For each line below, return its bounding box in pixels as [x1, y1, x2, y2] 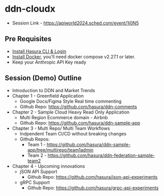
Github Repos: [19, 136, 50, 142]
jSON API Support [19, 169, 58, 175]
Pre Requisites [5, 35, 52, 43]
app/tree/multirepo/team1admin [27, 147, 94, 153]
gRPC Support [19, 179, 50, 185]
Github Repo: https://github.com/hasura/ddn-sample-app [19, 120, 141, 126]
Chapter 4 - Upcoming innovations [12, 163, 85, 169]
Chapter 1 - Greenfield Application [12, 93, 84, 99]
